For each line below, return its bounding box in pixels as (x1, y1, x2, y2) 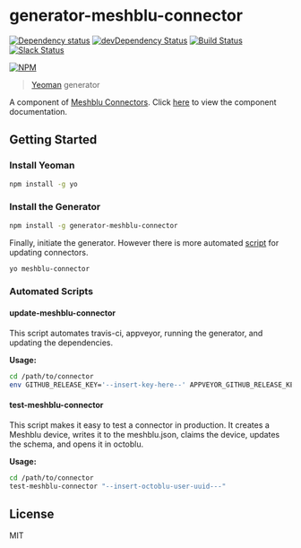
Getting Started (9, 132, 98, 148)
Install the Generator (9, 201, 101, 213)
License (9, 506, 55, 521)
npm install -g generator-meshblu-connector (9, 221, 178, 230)
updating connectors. (9, 247, 89, 257)
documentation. (9, 106, 68, 117)
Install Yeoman (9, 159, 75, 171)
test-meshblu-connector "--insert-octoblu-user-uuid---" (9, 482, 227, 491)
